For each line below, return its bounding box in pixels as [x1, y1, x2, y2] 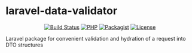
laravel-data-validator [5, 4, 118, 18]
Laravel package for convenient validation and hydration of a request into [5, 35, 186, 42]
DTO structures [5, 41, 43, 48]
